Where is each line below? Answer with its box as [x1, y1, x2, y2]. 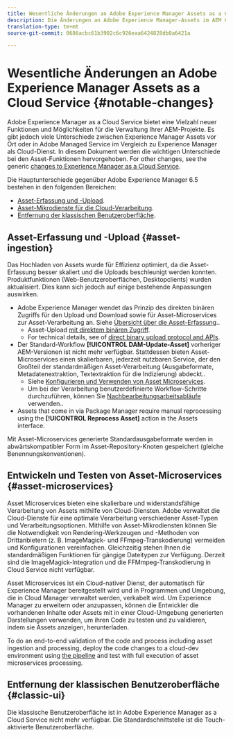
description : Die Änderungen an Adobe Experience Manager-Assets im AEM [7, 17, 222, 24]
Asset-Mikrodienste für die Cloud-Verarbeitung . [17, 204, 154, 212]
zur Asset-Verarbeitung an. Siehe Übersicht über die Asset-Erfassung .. [17, 319, 221, 326]
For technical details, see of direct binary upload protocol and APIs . [27, 333, 221, 341]
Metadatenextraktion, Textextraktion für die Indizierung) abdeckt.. [17, 370, 206, 378]
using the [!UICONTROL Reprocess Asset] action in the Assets [17, 414, 198, 422]
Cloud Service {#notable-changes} [7, 95, 214, 111]
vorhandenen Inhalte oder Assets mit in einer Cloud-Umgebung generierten [7, 608, 224, 616]
